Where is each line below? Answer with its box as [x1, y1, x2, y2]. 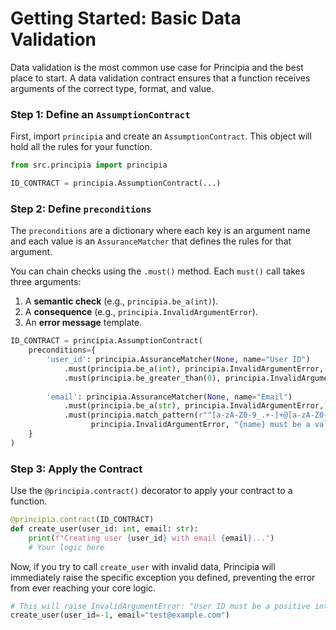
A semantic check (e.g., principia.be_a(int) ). [24, 295, 219, 307]
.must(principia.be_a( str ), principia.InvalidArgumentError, [63, 401, 325, 411]
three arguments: [10, 276, 82, 288]
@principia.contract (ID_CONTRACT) [10, 515, 155, 525]
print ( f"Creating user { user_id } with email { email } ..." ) [28, 533, 275, 543]
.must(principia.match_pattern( [63, 410, 199, 421]
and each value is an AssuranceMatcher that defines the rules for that [10, 235, 292, 247]
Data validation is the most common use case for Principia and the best [10, 61, 304, 73]
